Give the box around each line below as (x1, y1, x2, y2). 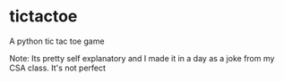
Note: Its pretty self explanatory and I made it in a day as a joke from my (9, 53, 275, 63)
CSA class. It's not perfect (9, 62, 106, 73)
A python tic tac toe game (9, 36, 105, 46)
